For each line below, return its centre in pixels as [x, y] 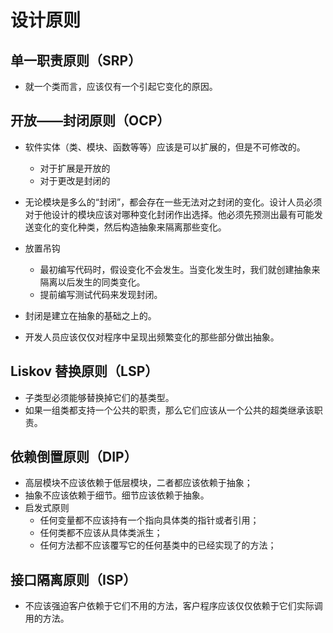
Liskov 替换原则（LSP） [84, 371]
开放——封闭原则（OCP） [90, 121]
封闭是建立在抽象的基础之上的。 [90, 315]
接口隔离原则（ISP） [73, 579]
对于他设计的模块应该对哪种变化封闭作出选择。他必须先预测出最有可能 [169, 214]
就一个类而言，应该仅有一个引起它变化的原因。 [121, 86]
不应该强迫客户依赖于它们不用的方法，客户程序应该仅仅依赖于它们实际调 [173, 606]
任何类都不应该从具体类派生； [101, 533]
